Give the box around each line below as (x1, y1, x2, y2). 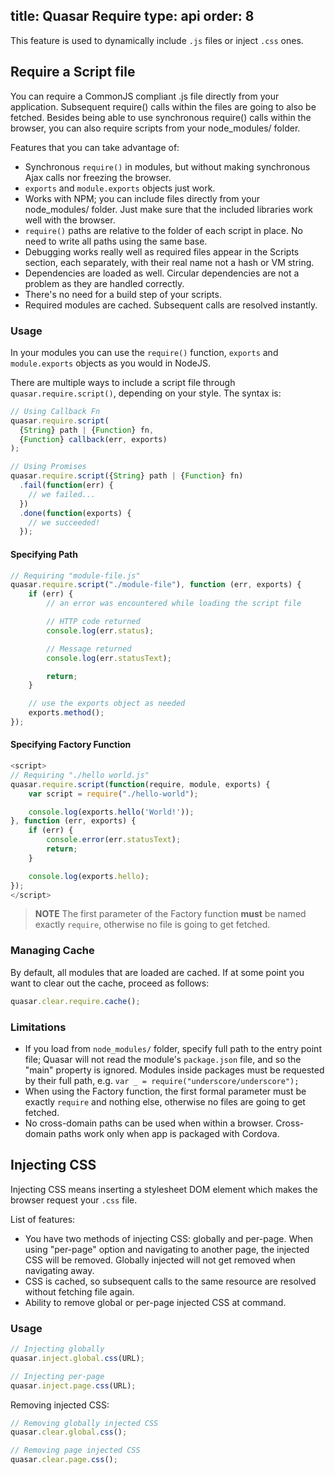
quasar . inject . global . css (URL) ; (10, 1353, 145, 1363)
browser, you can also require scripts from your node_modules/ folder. (10, 122, 301, 134)
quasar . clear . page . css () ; (10, 1455, 118, 1465)
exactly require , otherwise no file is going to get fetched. (34, 919, 271, 931)
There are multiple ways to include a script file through (10, 376, 236, 388)
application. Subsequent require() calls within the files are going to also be (10, 100, 317, 113)
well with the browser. (24, 214, 116, 226)
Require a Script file (10, 64, 136, 81)
